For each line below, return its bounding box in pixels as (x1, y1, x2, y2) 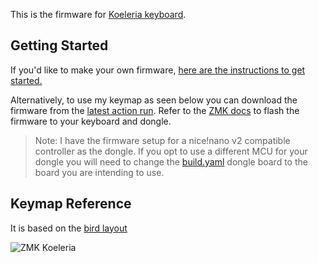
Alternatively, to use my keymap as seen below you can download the (10, 94, 298, 106)
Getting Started (10, 37, 109, 54)
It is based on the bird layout (10, 222, 128, 234)
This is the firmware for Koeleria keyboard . (10, 9, 187, 20)
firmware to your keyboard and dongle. (10, 115, 172, 127)
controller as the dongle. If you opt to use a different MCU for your (34, 145, 308, 157)
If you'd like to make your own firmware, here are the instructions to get (10, 64, 306, 76)
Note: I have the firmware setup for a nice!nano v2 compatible (34, 134, 291, 146)
